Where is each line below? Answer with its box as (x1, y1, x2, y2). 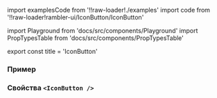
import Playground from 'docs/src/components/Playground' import (7, 27, 198, 35)
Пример (7, 64, 37, 74)
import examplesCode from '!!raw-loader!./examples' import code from (7, 6, 210, 14)
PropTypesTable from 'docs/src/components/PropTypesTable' (7, 34, 184, 42)
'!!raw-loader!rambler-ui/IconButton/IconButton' (7, 13, 144, 21)
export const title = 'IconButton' (7, 48, 98, 55)
